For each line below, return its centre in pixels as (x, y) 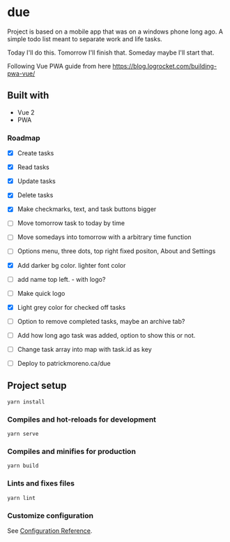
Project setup (37, 386)
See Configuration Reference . (50, 531)
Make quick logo (41, 293)
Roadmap (24, 138)
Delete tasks (35, 195)
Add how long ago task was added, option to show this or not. (106, 335)
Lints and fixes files (41, 483)
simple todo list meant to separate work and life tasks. (85, 38)
